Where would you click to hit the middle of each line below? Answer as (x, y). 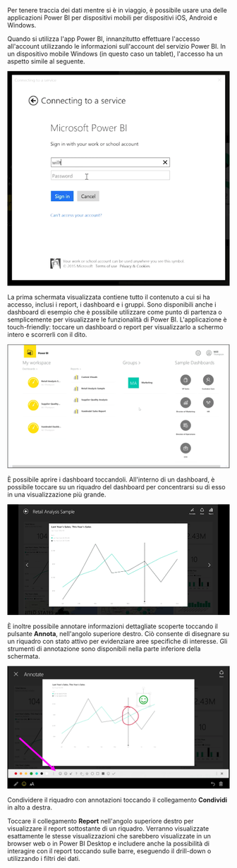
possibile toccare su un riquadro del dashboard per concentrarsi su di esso (116, 487)
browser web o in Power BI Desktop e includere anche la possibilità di (109, 844)
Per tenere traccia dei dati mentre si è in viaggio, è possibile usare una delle (117, 10)
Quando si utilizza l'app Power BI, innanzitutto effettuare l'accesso (104, 39)
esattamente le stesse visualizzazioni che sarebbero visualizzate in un (109, 836)
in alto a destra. (30, 807)
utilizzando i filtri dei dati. (44, 859)
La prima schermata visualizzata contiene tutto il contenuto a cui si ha (109, 297)
